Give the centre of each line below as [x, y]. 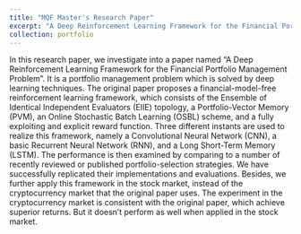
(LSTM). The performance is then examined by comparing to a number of [145, 155]
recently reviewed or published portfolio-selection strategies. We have [139, 165]
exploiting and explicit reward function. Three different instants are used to [147, 126]
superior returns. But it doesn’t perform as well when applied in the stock [144, 212]
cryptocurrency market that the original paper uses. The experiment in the [146, 193]
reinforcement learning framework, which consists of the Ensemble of [138, 98]
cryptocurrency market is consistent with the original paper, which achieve [147, 203]
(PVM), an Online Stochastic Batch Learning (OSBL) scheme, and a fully [142, 117]
